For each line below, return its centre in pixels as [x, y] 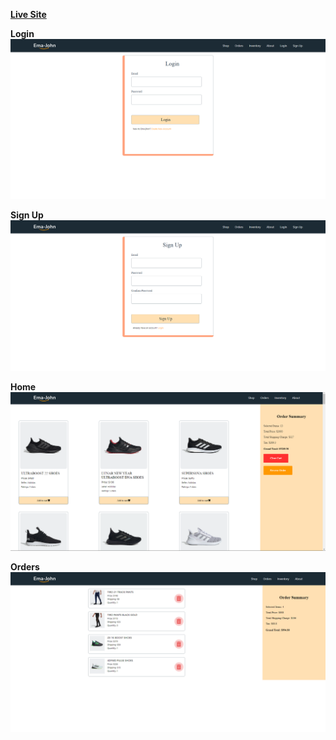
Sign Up [27, 215]
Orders [25, 567]
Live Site [28, 14]
